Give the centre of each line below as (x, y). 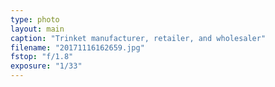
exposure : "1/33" (46, 66)
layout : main (37, 29)
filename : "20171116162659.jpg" (77, 47)
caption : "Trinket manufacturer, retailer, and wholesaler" (138, 38)
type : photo (35, 19)
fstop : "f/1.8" (42, 57)
